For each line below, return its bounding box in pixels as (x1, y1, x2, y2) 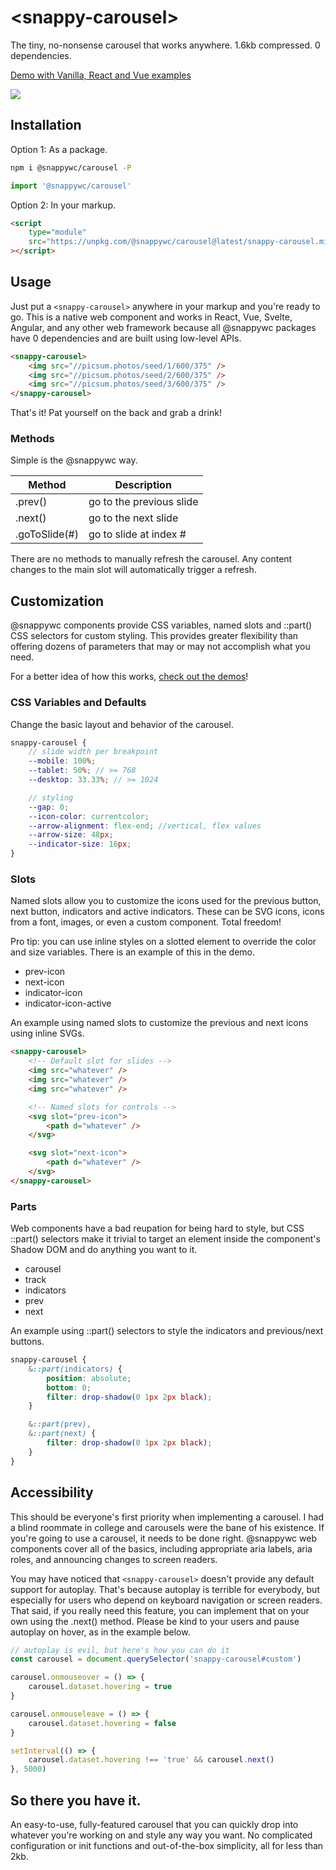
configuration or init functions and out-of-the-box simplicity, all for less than (10, 1839, 324, 1851)
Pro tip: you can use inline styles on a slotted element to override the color (10, 936, 317, 948)
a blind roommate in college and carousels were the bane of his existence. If (10, 1521, 325, 1533)
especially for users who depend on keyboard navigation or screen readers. (10, 1594, 323, 1606)
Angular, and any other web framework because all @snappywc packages (10, 321, 317, 333)
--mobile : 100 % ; (28, 756, 97, 766)
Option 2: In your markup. (10, 199, 116, 211)
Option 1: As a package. (10, 143, 108, 155)
